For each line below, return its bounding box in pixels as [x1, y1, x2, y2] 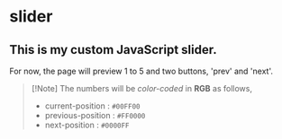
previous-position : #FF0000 [44, 110, 146, 120]
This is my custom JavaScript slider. [9, 42, 218, 57]
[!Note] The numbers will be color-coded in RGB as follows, [31, 83, 252, 93]
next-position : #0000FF [44, 119, 130, 130]
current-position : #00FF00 [44, 100, 141, 111]
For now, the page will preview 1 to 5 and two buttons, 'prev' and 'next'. [9, 65, 273, 76]
